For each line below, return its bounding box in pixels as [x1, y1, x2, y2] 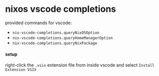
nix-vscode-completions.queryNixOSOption [12, 30, 99, 35]
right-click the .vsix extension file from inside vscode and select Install [5, 62, 155, 68]
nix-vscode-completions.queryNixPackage [12, 40, 97, 45]
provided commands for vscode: [5, 20, 72, 26]
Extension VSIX [5, 68, 37, 73]
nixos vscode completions [5, 3, 116, 15]
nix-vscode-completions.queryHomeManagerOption [12, 36, 113, 40]
